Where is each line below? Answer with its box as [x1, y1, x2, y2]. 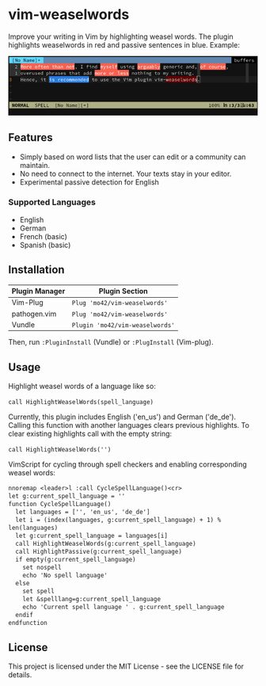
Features [8, 131, 53, 144]
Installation [8, 263, 65, 276]
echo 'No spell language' [22, 572, 108, 580]
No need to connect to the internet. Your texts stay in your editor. [19, 169, 232, 178]
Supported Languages [8, 196, 97, 208]
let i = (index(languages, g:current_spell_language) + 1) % [15, 516, 222, 524]
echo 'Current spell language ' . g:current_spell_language [22, 604, 225, 612]
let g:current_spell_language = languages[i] [15, 532, 169, 540]
